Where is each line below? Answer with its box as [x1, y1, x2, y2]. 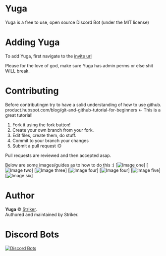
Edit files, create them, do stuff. [12, 132, 77, 138]
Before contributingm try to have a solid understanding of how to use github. [5, 102, 162, 107]
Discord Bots [5, 229, 59, 240]
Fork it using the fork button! [12, 122, 71, 128]
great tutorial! [5, 112, 33, 118]
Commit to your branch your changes [12, 137, 89, 144]
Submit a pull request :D [12, 143, 62, 149]
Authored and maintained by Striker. [5, 211, 79, 217]
